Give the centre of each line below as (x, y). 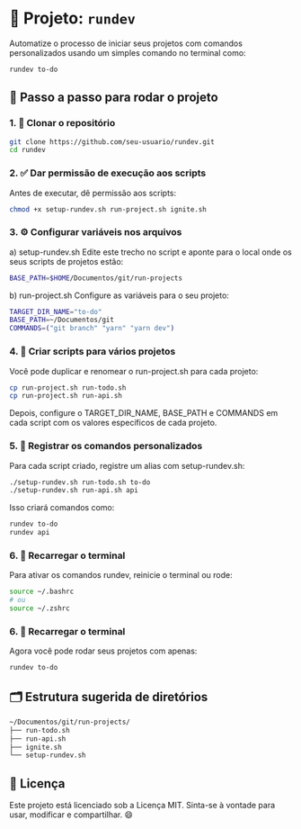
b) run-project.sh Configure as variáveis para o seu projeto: (119, 295)
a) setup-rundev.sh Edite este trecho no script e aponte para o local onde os (150, 252)
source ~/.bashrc (42, 592)
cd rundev (28, 150)
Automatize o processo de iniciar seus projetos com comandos (126, 43)
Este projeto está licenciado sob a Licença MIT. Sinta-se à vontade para (142, 806)
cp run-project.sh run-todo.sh (68, 387)
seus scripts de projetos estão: (66, 261)
